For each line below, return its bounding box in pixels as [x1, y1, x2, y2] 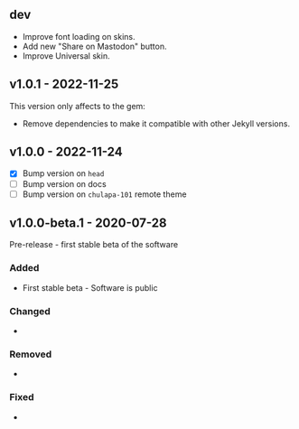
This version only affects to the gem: [9, 100, 146, 111]
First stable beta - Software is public [22, 282, 158, 293]
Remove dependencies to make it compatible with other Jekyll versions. [22, 117, 291, 129]
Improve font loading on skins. [22, 31, 135, 42]
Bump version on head [22, 168, 105, 179]
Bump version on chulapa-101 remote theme [22, 189, 187, 200]
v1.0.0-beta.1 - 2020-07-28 [9, 216, 167, 231]
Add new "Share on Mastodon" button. [22, 41, 167, 51]
